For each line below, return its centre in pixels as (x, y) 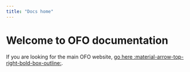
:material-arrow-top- (159, 57)
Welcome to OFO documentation (87, 40)
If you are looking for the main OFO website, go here (69, 57)
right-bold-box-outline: (34, 63)
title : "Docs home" (30, 11)
